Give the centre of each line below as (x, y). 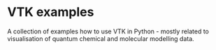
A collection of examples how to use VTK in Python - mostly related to (108, 31)
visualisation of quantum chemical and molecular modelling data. (101, 38)
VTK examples (51, 12)
